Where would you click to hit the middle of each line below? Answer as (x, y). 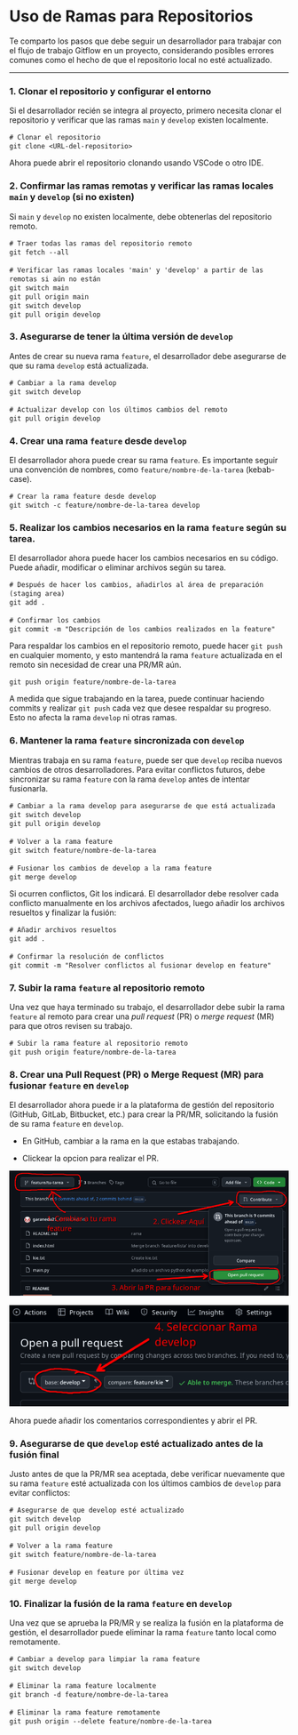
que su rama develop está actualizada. (79, 365)
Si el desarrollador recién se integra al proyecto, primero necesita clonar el (145, 111)
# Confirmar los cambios (55, 621)
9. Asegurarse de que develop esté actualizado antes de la (136, 1443)
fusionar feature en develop (69, 1085)
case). (21, 479)
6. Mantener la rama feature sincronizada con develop (127, 741)
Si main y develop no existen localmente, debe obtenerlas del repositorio (141, 216)
